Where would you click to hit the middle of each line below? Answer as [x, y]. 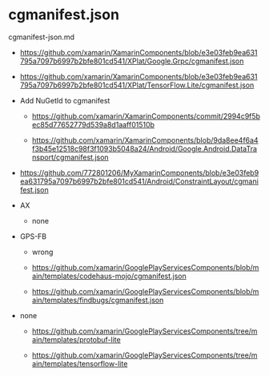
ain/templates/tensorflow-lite [80, 363]
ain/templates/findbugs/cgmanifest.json [98, 300]
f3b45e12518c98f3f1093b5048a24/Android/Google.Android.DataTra [145, 148]
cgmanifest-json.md [41, 37]
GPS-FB [33, 236]
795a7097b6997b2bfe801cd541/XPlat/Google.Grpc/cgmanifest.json [132, 61]
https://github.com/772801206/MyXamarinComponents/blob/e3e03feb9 [139, 172]
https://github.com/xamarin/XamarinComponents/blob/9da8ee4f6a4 [145, 140]
